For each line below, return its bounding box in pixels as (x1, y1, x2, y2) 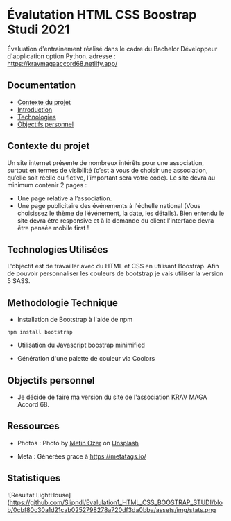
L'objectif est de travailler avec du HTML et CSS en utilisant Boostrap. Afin (7, 262, 220, 271)
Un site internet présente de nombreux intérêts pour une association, (7, 158, 205, 166)
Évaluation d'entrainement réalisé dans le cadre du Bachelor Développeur (7, 44, 218, 53)
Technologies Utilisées (7, 244, 108, 255)
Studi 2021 (7, 22, 71, 37)
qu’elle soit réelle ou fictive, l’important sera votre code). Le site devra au (7, 173, 216, 182)
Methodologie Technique (7, 297, 118, 309)
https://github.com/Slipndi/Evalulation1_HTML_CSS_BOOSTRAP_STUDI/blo (9, 498, 223, 506)
